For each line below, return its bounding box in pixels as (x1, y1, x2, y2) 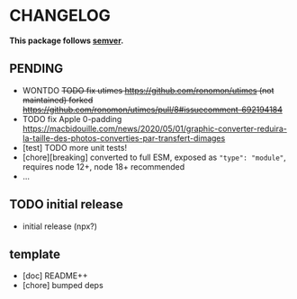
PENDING (9, 61, 64, 76)
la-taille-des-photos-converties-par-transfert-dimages (22, 132, 226, 144)
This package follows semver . (9, 35, 124, 46)
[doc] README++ (22, 270, 88, 281)
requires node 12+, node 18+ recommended (22, 161, 185, 171)
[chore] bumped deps (22, 280, 103, 291)
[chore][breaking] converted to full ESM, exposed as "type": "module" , (22, 152, 286, 163)
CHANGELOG (9, 5, 111, 26)
